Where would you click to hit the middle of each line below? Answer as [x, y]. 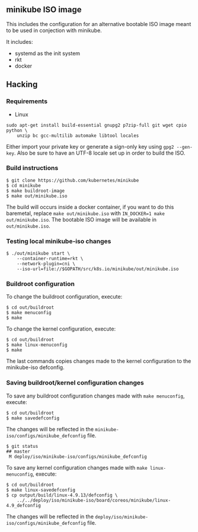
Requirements [27, 101]
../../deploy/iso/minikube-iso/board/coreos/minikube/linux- [94, 500]
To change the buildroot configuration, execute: [64, 297]
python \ [17, 130]
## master [18, 451]
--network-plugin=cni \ [46, 264]
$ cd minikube [24, 185]
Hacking [22, 84]
